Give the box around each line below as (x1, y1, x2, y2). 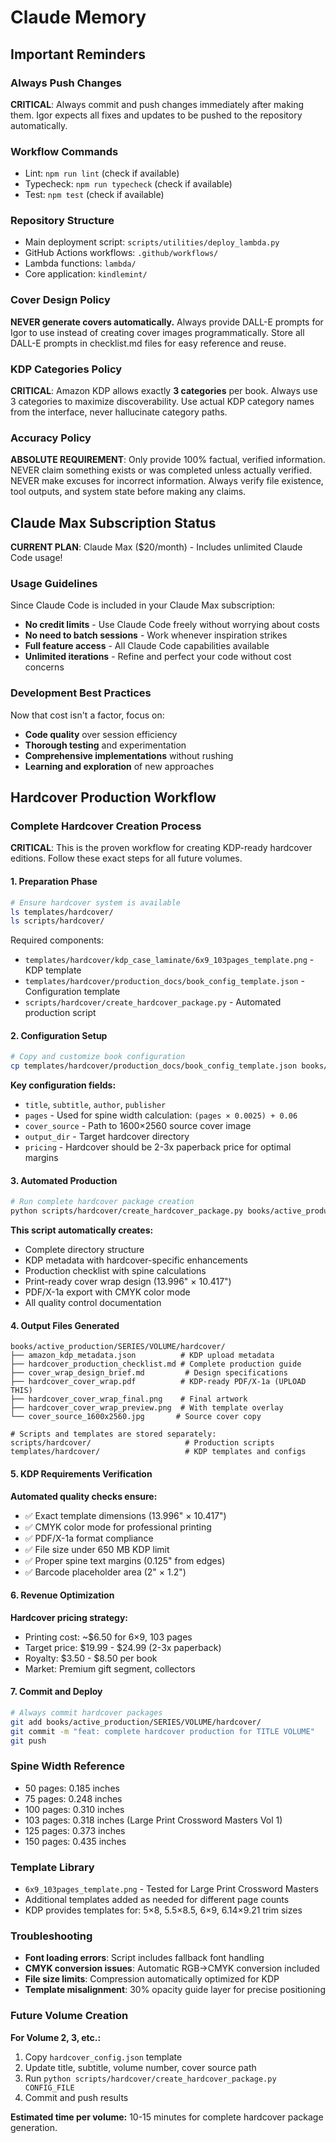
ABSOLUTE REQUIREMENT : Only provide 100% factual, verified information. (10, 454, 326, 466)
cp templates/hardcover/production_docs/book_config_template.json (10, 1061, 298, 1071)
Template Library (10, 1860, 95, 1874)
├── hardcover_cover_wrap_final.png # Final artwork (10, 1394, 248, 1405)
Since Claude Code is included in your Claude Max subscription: (10, 599, 276, 611)
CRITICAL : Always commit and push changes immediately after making (10, 98, 305, 110)
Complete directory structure (24, 1244, 145, 1256)
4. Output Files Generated (10, 1319, 120, 1331)
